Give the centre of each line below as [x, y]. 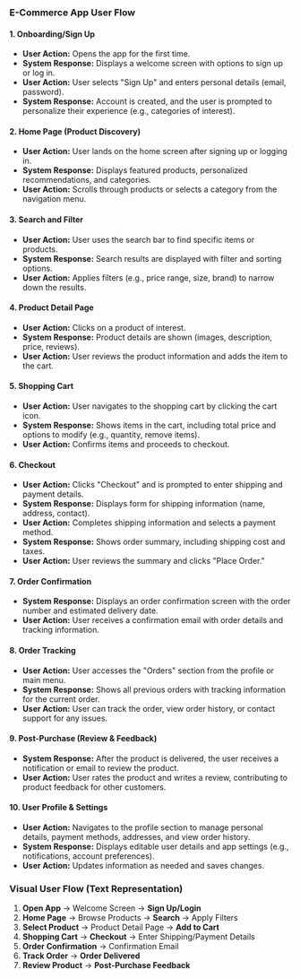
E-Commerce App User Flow [73, 13]
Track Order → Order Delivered [81, 956]
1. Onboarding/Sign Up [52, 34]
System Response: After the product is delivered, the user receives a [150, 758]
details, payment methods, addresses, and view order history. [136, 836]
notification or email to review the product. [100, 767]
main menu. [44, 679]
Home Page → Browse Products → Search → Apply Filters [130, 918]
